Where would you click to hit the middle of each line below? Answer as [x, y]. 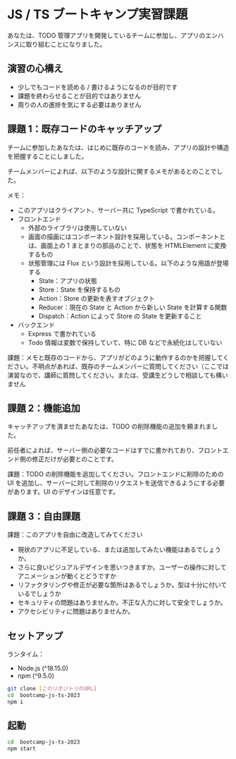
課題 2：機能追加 [44, 408]
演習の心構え [35, 69]
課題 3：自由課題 [44, 516]
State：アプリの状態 [68, 280]
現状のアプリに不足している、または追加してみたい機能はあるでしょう [119, 550]
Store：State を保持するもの [80, 289]
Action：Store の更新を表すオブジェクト [97, 298]
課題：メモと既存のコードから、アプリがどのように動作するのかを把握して [115, 357]
